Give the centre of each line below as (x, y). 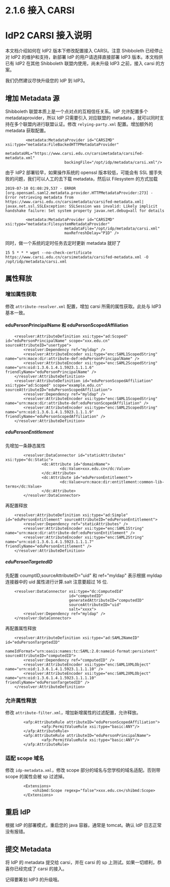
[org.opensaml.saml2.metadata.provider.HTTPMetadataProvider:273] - (79, 193)
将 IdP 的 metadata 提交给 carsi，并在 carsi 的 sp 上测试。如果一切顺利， (81, 862)
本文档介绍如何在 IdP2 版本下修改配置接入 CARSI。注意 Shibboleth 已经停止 (84, 51)
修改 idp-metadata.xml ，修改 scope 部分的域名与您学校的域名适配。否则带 (83, 770)
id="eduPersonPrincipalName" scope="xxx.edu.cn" (58, 341)
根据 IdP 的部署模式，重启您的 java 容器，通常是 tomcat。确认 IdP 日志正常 (83, 825)
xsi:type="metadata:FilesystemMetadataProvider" (58, 224)
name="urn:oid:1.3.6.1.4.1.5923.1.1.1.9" (50, 412)
